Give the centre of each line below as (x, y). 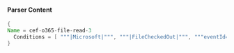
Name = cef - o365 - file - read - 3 (49, 31)
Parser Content (30, 10)
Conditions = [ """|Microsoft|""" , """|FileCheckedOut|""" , (102, 37)
